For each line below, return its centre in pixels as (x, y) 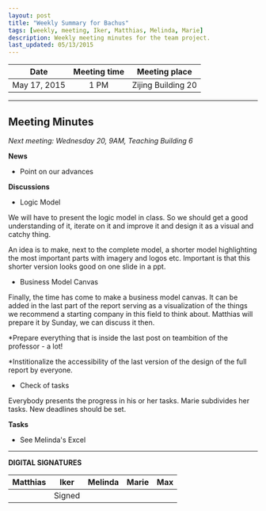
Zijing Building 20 (165, 86)
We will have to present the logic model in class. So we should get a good (128, 217)
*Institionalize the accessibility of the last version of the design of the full (127, 361)
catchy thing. (30, 234)
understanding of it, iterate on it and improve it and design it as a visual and (131, 226)
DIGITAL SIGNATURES (45, 462)
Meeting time (99, 72)
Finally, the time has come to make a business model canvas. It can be (123, 297)
